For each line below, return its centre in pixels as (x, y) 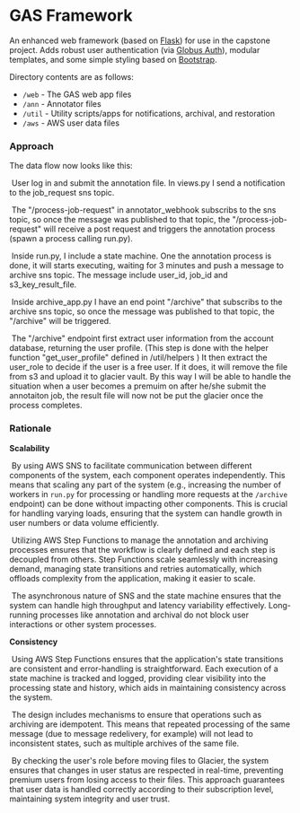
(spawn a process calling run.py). (71, 239)
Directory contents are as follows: (72, 76)
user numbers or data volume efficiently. (84, 522)
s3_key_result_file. (43, 284)
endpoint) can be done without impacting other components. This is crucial (149, 503)
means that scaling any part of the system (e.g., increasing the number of (145, 485)
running (24, 615)
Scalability (30, 448)
